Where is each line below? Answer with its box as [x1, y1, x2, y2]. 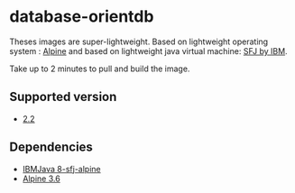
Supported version [9, 89, 117, 105]
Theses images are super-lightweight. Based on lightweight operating [9, 36, 269, 47]
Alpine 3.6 [22, 173, 60, 184]
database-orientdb [9, 6, 154, 27]
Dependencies [9, 140, 93, 155]
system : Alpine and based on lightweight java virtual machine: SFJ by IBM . [9, 45, 288, 56]
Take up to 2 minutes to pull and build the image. [9, 63, 190, 74]
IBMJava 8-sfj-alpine [22, 163, 101, 174]
